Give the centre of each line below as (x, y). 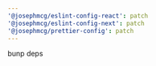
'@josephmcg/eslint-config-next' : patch (76, 23)
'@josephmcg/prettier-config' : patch (71, 31)
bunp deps (25, 54)
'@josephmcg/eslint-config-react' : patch (78, 16)
